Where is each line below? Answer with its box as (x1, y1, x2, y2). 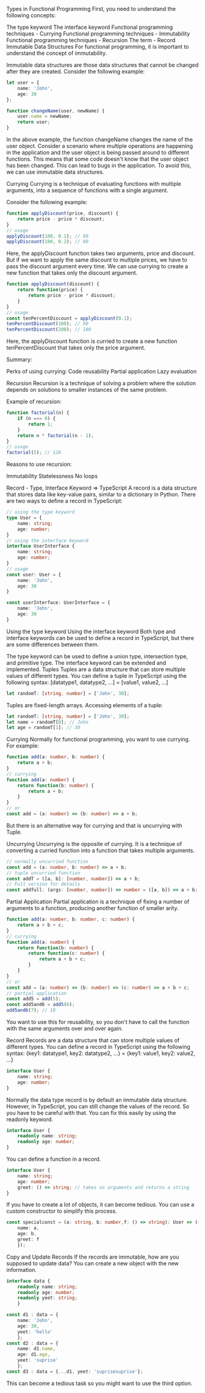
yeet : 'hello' (17, 1329, 53, 1335)
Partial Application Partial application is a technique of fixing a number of (6, 898, 190, 905)
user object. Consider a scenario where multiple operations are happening (6, 142, 193, 149)
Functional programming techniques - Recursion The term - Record (6, 37, 176, 43)
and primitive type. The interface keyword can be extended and (6, 659, 167, 666)
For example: (6, 742, 40, 749)
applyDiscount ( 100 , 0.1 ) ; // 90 (6, 233, 88, 239)
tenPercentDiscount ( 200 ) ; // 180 (6, 326, 92, 333)
